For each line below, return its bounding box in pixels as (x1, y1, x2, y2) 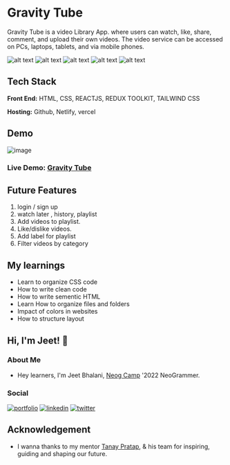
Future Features (7, 184, 77, 196)
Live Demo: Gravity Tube (7, 163, 92, 173)
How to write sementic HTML (17, 292, 101, 301)
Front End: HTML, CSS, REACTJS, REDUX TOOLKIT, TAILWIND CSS (7, 94, 200, 102)
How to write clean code (17, 285, 88, 294)
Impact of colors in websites (17, 307, 98, 316)
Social (7, 388, 29, 398)
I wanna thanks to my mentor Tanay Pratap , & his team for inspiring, (17, 442, 211, 450)
